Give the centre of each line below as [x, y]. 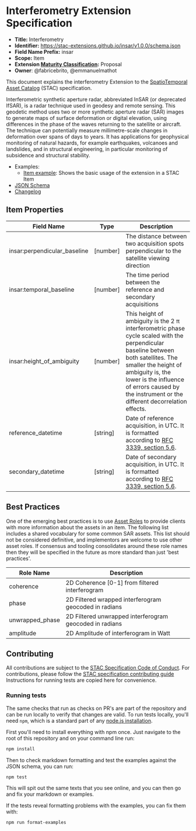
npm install [20, 749]
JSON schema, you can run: [40, 766]
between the [143, 282]
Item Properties [35, 210]
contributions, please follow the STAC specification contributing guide [90, 674]
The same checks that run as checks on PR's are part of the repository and [96, 708]
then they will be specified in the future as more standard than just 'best [92, 552]
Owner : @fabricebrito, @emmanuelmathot [66, 70]
